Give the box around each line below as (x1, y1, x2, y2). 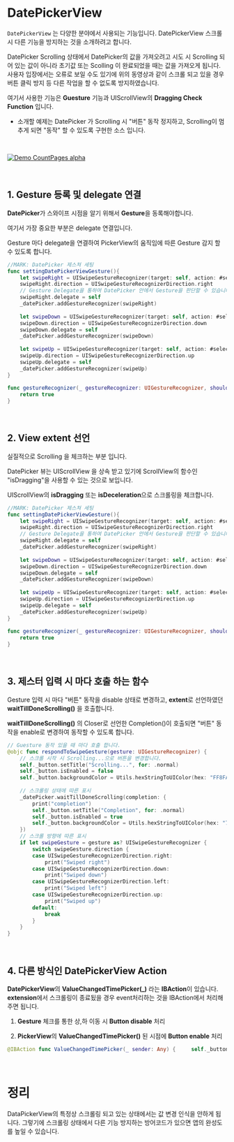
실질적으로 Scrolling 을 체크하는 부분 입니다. (7, 452, 127, 461)
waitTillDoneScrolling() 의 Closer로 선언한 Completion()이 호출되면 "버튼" (7, 718, 214, 728)
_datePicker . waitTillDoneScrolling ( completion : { (19, 793, 167, 801)
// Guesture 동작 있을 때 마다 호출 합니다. (7, 742, 121, 749)
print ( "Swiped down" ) (44, 872, 108, 879)
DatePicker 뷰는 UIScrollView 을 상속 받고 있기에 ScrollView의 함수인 (7, 467, 198, 475)
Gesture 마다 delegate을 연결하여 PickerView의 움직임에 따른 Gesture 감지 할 (7, 238, 221, 247)
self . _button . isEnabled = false (19, 767, 114, 775)
